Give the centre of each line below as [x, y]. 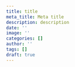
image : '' [18, 33]
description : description [37, 22]
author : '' [19, 44]
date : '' [17, 28]
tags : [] [17, 50]
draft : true [21, 55]
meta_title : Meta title [35, 17]
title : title [22, 11]
